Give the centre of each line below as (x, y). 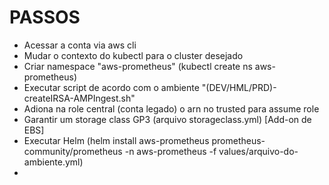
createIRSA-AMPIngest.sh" (79, 98)
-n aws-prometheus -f (170, 151)
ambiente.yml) (53, 162)
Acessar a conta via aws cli (80, 45)
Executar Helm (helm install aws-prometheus (116, 140)
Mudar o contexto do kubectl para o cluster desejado (133, 55)
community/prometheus (73, 151)
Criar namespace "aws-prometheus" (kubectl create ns (138, 66)
